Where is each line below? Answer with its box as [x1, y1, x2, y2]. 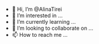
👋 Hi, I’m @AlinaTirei [11, 6, 62, 12]
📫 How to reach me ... [11, 32, 68, 38]
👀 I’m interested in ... [11, 12, 63, 19]
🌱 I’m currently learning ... [11, 18, 76, 25]
